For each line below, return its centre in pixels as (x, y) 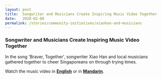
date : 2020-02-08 (25, 18)
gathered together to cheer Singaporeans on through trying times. (71, 62)
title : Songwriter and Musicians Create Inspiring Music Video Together (81, 14)
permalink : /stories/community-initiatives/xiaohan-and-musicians (73, 23)
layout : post (18, 9)
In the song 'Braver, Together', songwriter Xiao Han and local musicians (76, 57)
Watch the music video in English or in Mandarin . (55, 71)
